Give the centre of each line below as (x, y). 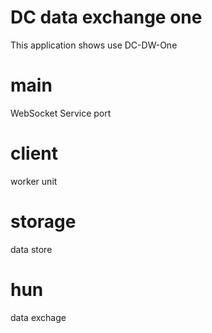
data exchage (38, 317)
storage (43, 222)
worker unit (34, 181)
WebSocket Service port (61, 113)
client (34, 153)
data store (31, 249)
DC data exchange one (106, 17)
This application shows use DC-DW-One (94, 45)
